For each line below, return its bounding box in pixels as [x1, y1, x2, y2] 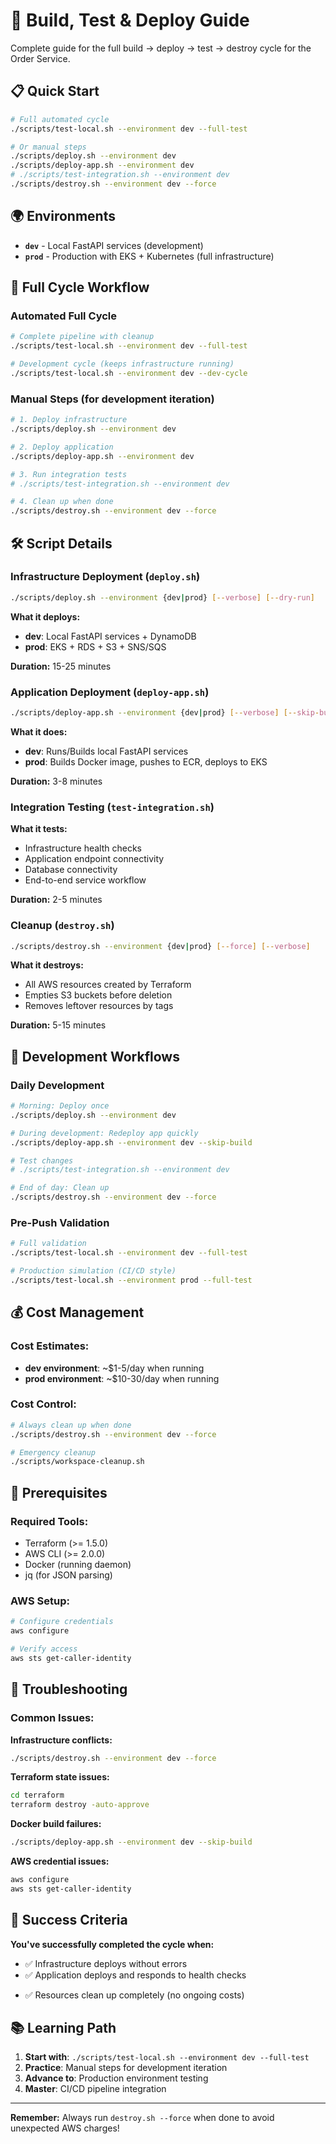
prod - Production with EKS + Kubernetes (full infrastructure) [24, 250, 275, 262]
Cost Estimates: [10, 1339, 90, 1353]
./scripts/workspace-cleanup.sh [10, 1457, 145, 1467]
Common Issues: [10, 1711, 95, 1725]
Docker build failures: [10, 1818, 102, 1830]
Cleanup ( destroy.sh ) [10, 919, 115, 933]
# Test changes [10, 1155, 74, 1166]
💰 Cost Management [10, 1304, 145, 1321]
